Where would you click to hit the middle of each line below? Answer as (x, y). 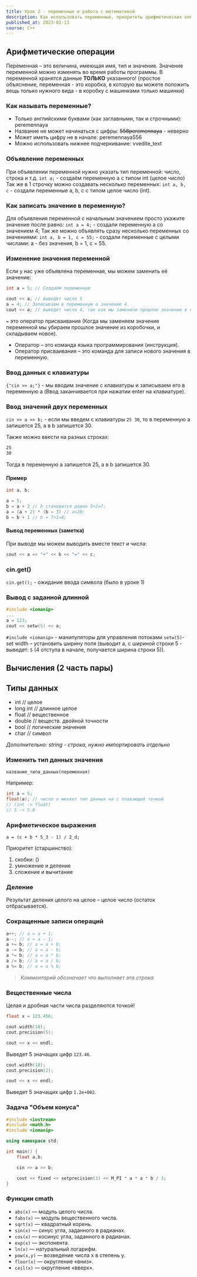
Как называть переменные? (49, 106)
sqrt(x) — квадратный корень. (53, 1224)
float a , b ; (30, 1157)
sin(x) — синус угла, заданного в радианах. (70, 1230)
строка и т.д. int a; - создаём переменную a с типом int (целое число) (96, 178)
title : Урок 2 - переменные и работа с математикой (70, 11)
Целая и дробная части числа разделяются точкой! (71, 1006)
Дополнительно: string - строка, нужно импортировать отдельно (88, 745)
